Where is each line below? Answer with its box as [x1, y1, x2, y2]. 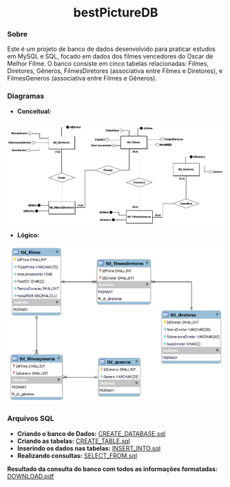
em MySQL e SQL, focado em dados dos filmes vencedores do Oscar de [7, 52, 213, 61]
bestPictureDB [73, 5, 158, 21]
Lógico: [17, 231, 40, 239]
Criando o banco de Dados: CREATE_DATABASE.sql [17, 429, 166, 437]
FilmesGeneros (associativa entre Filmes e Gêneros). [7, 74, 157, 83]
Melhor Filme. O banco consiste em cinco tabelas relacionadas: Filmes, [7, 60, 209, 68]
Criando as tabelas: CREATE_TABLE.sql [17, 437, 130, 445]
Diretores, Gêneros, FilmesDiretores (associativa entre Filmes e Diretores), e [7, 67, 223, 75]
